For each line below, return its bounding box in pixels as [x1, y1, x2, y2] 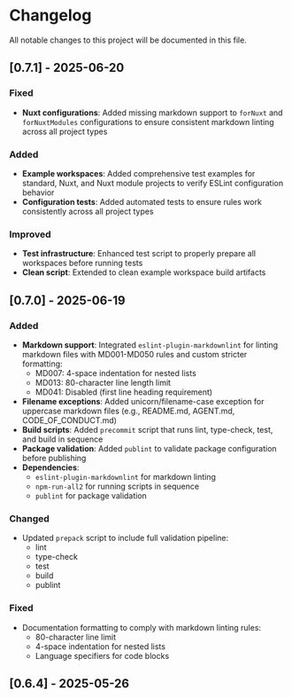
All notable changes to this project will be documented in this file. [9, 35, 248, 45]
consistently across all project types [21, 206, 154, 216]
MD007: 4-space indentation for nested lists [35, 367, 196, 378]
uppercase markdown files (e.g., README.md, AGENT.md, [21, 405, 235, 416]
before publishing [21, 452, 87, 463]
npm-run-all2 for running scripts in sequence [35, 481, 200, 491]
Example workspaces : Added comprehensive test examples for [21, 168, 256, 178]
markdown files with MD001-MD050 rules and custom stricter [21, 349, 248, 359]
